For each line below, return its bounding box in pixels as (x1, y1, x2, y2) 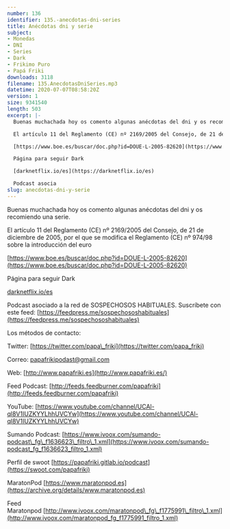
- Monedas (7, 36, 36, 42)
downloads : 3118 (7, 73, 53, 81)
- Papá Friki (7, 67, 44, 74)
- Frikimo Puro (7, 61, 51, 68)
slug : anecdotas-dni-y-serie (7, 186, 90, 193)
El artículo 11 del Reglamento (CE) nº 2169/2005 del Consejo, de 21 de (7, 225, 204, 234)
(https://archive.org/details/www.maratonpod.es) (7, 486, 146, 494)
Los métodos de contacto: (7, 328, 81, 336)
